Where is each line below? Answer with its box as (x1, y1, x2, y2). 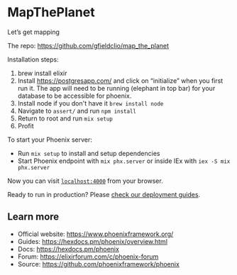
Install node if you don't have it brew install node (17, 99, 164, 107)
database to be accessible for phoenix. (17, 91, 132, 100)
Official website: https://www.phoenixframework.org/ (17, 230, 174, 238)
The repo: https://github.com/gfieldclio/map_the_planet (7, 41, 169, 50)
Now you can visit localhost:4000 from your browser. (7, 176, 163, 185)
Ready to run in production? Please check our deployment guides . (7, 190, 201, 198)
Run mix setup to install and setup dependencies (17, 149, 160, 157)
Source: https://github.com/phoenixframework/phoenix (17, 259, 180, 268)
